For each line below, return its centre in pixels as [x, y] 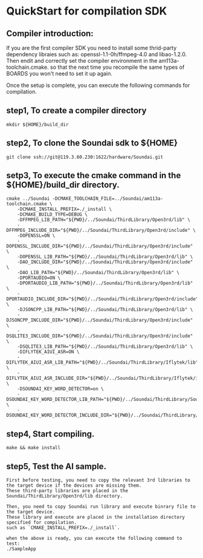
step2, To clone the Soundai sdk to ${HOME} [92, 143]
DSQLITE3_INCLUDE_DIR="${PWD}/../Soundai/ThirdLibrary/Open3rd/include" [100, 336]
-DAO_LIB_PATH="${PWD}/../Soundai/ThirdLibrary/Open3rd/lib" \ [98, 273]
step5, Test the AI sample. [56, 466]
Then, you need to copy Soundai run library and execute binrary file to [101, 507]
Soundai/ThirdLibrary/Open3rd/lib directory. [64, 496]
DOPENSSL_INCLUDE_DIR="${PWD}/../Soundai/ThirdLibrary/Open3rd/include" [100, 246]
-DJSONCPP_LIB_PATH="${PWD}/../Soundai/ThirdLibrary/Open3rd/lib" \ [105, 310]
